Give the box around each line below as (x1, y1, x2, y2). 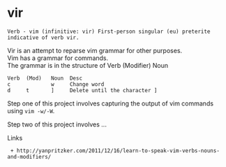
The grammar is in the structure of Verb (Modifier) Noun (7, 61, 169, 69)
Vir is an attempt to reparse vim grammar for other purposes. (7, 46, 183, 55)
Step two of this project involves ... (7, 120, 107, 129)
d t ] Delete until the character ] (7, 87, 158, 94)
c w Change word (7, 80, 105, 88)
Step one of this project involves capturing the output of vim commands (7, 99, 214, 108)
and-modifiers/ (7, 153, 52, 160)
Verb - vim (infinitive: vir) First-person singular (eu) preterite (7, 28, 211, 35)
